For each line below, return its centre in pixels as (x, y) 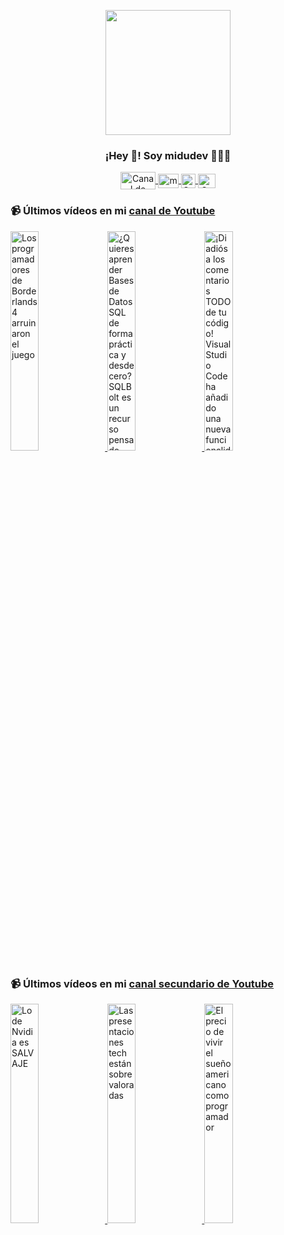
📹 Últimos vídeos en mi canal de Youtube (113, 211)
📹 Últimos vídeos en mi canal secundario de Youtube (142, 983)
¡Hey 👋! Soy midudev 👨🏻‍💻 (168, 155)
